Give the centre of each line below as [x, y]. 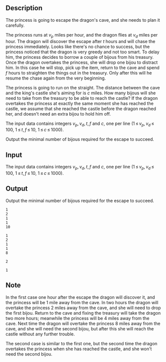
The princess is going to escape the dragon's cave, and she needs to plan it [83, 20]
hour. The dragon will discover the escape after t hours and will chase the [81, 41]
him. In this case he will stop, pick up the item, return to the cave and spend [83, 67]
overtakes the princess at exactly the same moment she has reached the [80, 103]
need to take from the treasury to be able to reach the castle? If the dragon [82, 98]
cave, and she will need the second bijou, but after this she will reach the [80, 328]
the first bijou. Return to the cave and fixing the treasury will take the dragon [83, 313]
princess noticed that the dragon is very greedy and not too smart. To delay [83, 52]
